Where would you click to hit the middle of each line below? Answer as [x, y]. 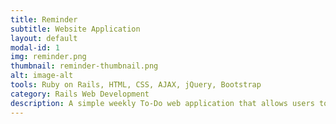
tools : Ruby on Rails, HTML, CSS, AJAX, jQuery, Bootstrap [136, 85]
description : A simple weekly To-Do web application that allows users [162, 103]
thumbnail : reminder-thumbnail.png [84, 66]
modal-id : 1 [35, 47]
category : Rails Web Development [80, 94]
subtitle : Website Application [75, 29]
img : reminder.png [48, 57]
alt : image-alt [42, 76]
